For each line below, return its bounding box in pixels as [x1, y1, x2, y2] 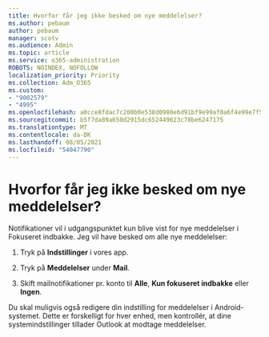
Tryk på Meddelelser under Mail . [19, 263, 130, 273]
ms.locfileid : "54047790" [8, 146, 94, 154]
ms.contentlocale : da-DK [8, 130, 91, 138]
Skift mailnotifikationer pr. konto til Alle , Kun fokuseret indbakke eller [19, 279, 250, 288]
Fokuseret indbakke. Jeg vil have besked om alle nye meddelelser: [8, 232, 228, 242]
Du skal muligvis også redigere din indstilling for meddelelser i [8, 303, 214, 312]
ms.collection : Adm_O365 [8, 78, 91, 86]
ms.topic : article [8, 49, 70, 57]
